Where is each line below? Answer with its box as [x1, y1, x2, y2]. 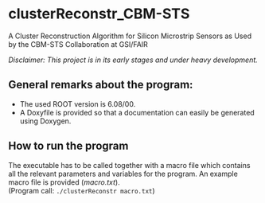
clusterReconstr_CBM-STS [8, 5, 190, 23]
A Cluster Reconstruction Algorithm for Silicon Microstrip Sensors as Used [8, 31, 252, 41]
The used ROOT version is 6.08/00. [19, 99, 136, 108]
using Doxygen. [19, 116, 72, 126]
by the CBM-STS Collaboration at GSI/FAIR [8, 39, 149, 49]
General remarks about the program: [8, 78, 193, 92]
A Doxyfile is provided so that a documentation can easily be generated [19, 107, 255, 117]
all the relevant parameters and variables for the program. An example [8, 169, 239, 178]
